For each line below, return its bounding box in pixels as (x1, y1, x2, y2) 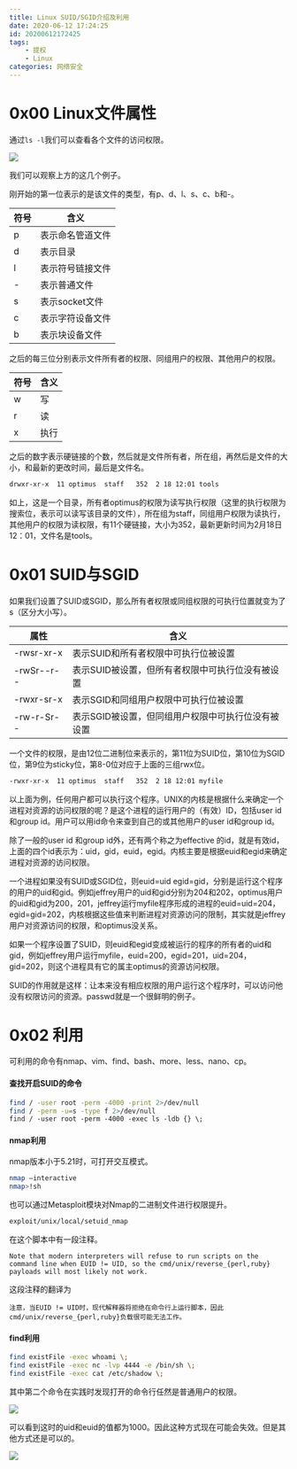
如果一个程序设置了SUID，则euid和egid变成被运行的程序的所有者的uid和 (9, 938, 272, 949)
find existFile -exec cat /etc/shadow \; (9, 1370, 164, 1379)
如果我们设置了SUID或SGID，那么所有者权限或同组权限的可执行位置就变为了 (9, 595, 286, 606)
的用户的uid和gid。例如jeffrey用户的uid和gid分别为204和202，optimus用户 (9, 887, 283, 898)
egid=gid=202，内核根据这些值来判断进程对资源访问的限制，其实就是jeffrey (9, 909, 286, 920)
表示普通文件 (40, 278, 95, 291)
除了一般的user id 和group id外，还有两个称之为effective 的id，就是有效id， (9, 835, 285, 845)
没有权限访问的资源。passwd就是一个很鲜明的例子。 (9, 991, 201, 1001)
